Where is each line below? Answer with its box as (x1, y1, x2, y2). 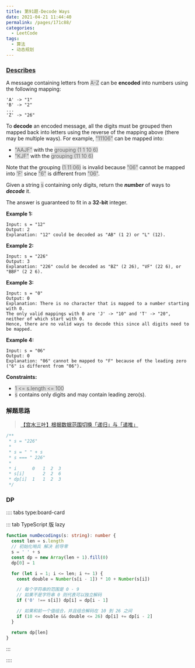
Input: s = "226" (6, 254, 48, 259)
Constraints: (6, 374, 37, 381)
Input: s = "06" (6, 348, 46, 354)
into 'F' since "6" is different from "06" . (6, 170, 100, 177)
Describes (6, 66, 36, 74)
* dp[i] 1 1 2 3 (8, 477, 61, 482)
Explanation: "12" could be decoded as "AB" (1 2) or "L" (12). (6, 232, 166, 238)
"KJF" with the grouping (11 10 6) (14, 153, 93, 160)
